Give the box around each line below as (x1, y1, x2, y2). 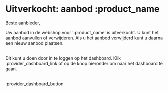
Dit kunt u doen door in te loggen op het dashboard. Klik (5, 55, 121, 61)
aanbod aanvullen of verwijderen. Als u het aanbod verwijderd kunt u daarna (5, 35, 163, 41)
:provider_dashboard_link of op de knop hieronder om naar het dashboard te (5, 60, 163, 66)
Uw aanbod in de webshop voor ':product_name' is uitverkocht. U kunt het (5, 29, 159, 35)
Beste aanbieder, (5, 20, 40, 26)
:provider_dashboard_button (5, 81, 64, 87)
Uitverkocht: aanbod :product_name (5, 3, 160, 15)
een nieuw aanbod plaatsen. (5, 40, 64, 46)
